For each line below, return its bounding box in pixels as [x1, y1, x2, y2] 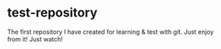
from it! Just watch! [7, 35, 63, 43]
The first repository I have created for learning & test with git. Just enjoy [7, 28, 214, 36]
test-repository [7, 5, 98, 21]
